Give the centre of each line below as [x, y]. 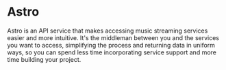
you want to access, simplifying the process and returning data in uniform [111, 45]
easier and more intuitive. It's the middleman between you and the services [113, 37]
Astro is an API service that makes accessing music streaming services [108, 31]
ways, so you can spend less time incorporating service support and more [112, 52]
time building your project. [44, 59]
